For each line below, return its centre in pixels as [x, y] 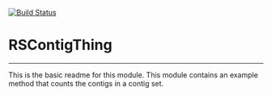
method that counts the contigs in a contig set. [86, 83]
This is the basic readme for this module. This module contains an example [134, 75]
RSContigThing [60, 45]
